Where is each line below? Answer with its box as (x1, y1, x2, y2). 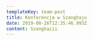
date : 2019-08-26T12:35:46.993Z (6, 20, 87, 26)
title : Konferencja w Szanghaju (6, 14, 87, 20)
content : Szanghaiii (6, 25, 58, 32)
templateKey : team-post (6, 8, 66, 15)
